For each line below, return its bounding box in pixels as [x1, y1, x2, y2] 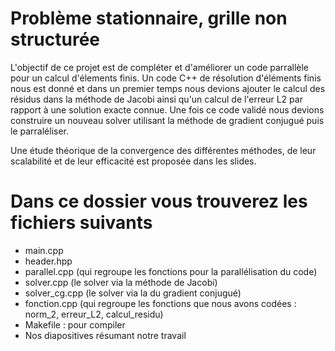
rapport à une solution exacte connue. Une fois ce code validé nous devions [10, 103, 325, 116]
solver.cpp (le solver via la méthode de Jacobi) [24, 276, 218, 288]
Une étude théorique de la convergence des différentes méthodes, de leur [10, 144, 317, 156]
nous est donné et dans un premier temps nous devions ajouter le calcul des [10, 82, 326, 94]
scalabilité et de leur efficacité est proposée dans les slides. [10, 155, 257, 167]
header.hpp [24, 255, 73, 267]
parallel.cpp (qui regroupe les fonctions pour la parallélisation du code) [24, 265, 318, 277]
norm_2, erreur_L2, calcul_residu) [24, 308, 164, 320]
